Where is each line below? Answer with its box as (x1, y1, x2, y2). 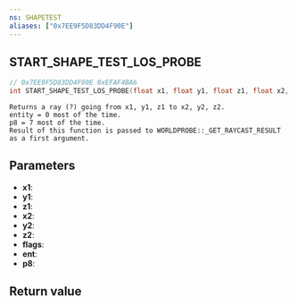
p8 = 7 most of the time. (9, 118, 105, 128)
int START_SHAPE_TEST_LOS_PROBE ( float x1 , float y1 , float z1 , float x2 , (9, 87, 290, 96)
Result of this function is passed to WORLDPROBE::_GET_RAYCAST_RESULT (9, 126, 281, 135)
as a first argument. (9, 134, 90, 143)
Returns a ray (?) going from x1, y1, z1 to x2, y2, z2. (9, 103, 226, 112)
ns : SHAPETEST (9, 13, 62, 22)
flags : (21, 239, 45, 250)
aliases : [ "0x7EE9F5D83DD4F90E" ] (9, 21, 134, 30)
